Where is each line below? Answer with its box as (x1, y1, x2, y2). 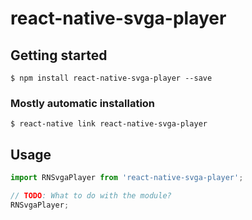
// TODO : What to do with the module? (10, 190, 172, 201)
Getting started (10, 47, 108, 64)
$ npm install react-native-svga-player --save (10, 73, 213, 83)
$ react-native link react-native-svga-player (10, 119, 208, 129)
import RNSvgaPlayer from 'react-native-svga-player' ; (10, 173, 244, 183)
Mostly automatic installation (10, 96, 156, 110)
